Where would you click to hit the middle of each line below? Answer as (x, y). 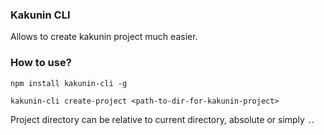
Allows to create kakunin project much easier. (104, 37)
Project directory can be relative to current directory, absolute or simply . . (162, 119)
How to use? (41, 63)
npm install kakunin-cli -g (69, 83)
